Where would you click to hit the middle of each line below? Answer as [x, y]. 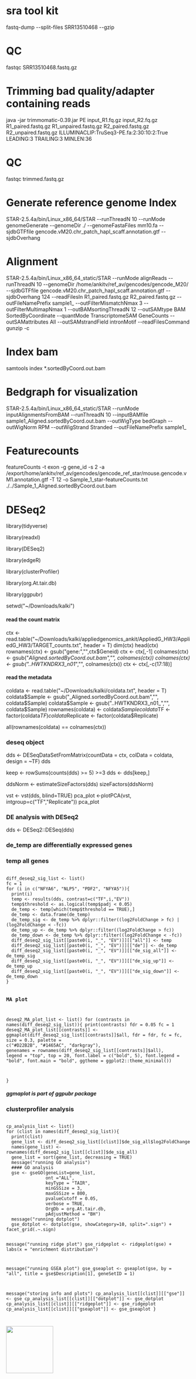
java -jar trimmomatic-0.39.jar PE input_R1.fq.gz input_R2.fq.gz [82, 120]
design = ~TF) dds [28, 761]
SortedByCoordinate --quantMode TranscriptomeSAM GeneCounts [87, 315]
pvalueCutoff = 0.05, [72, 1199]
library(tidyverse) [27, 526]
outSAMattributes [27, 322]
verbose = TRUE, [65, 1204]
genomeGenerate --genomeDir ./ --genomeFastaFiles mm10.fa [82, 225]
